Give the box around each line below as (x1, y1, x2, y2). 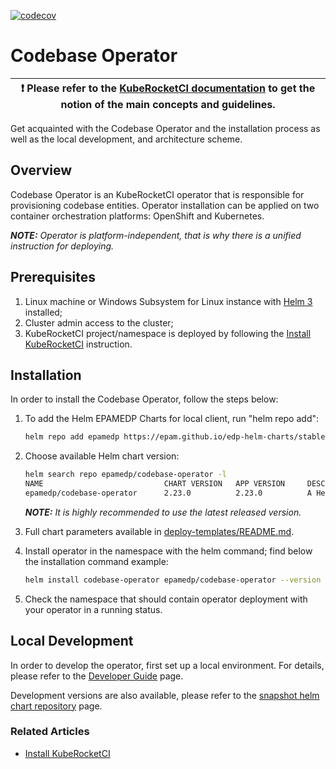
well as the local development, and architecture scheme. (10, 133, 243, 145)
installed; (24, 306, 63, 318)
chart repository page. (10, 700, 103, 712)
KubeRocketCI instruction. (24, 338, 133, 350)
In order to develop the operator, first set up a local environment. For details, (10, 659, 325, 671)
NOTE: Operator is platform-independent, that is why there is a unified (10, 229, 302, 241)
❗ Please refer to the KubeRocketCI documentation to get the (20, 81, 316, 95)
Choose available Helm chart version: (24, 450, 180, 462)
